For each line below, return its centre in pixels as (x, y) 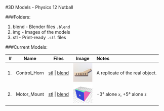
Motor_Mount (30, 94)
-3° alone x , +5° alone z (121, 94)
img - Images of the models (41, 32)
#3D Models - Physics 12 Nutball (39, 7)
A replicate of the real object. (127, 73)
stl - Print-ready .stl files (39, 37)
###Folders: (18, 17)
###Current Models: (27, 47)
